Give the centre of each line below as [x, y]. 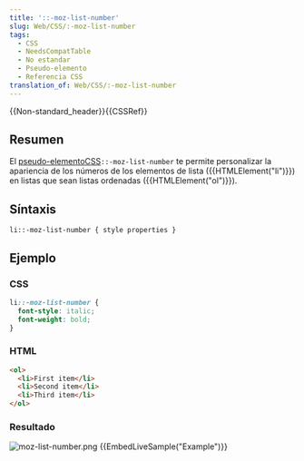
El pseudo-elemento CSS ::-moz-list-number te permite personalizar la [141, 162]
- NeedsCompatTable [54, 52]
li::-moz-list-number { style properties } [93, 230]
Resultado [33, 427]
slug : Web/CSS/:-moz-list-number [73, 26]
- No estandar [44, 60]
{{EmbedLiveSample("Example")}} [164, 446]
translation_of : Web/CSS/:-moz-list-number [93, 85]
